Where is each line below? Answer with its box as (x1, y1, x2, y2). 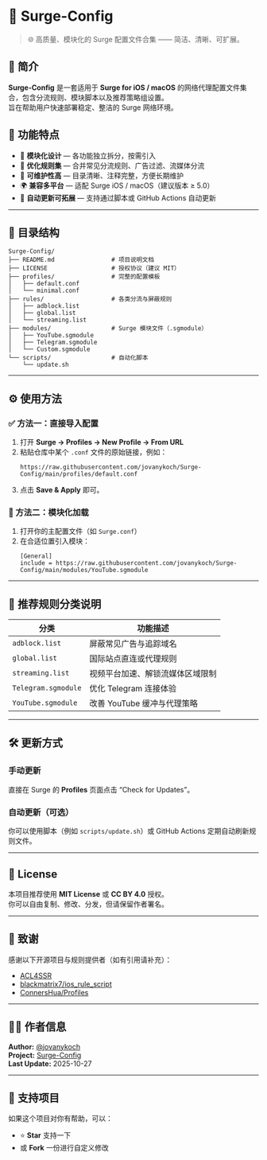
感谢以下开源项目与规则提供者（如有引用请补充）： (8, 955, 172, 964)
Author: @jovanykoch (8, 1041, 81, 1051)
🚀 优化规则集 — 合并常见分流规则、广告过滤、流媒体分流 (19, 161, 205, 170)
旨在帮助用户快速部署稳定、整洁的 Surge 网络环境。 (8, 103, 178, 112)
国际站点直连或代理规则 (89, 653, 177, 664)
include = (19, 559, 53, 567)
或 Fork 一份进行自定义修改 (19, 1143, 110, 1153)
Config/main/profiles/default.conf (19, 470, 138, 478)
